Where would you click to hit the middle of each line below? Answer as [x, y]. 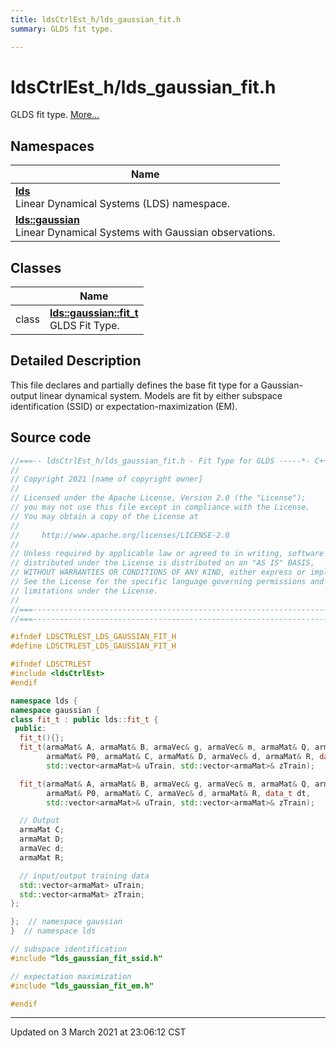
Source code [51, 437]
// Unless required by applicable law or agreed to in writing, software [167, 554]
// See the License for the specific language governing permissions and [167, 582]
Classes [36, 267]
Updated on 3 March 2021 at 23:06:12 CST [98, 1032]
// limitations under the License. [84, 591]
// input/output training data [84, 876]
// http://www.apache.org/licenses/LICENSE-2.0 [120, 535]
